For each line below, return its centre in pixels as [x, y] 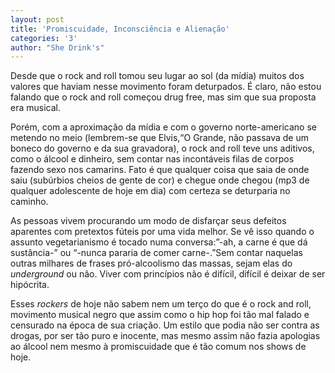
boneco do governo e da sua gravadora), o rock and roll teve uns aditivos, [162, 148]
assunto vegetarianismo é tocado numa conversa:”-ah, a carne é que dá [159, 242]
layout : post [37, 19]
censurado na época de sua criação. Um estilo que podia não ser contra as [165, 325]
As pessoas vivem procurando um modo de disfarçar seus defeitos [148, 221]
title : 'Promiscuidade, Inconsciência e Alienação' [120, 29]
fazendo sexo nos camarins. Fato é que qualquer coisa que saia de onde [160, 170]
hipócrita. [30, 285]
